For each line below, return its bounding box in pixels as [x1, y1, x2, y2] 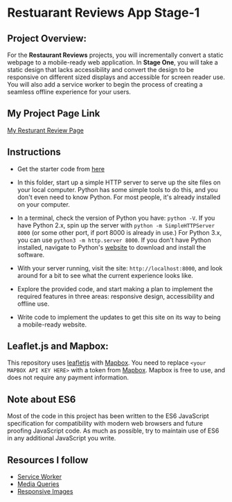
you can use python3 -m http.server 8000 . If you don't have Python [17, 236, 211, 244]
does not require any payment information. [7, 373, 130, 382]
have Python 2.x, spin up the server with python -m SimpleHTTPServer [17, 220, 215, 230]
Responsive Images [17, 487, 73, 496]
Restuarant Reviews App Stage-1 [7, 5, 200, 21]
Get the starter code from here [17, 164, 105, 173]
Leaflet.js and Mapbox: [7, 340, 109, 352]
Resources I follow [7, 454, 89, 466]
